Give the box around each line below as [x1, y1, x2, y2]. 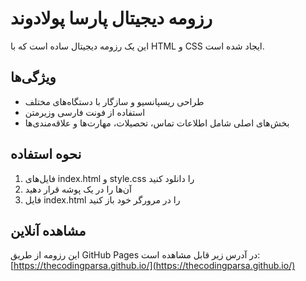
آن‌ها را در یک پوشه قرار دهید [24, 183, 132, 195]
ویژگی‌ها [10, 69, 57, 86]
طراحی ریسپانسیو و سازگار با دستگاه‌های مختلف [24, 95, 205, 107]
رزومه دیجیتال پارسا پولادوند [10, 7, 213, 30]
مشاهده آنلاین [10, 222, 87, 239]
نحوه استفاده [10, 146, 82, 163]
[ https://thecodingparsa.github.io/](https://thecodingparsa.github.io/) [10, 260, 296, 272]
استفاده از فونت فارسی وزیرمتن [24, 106, 146, 118]
